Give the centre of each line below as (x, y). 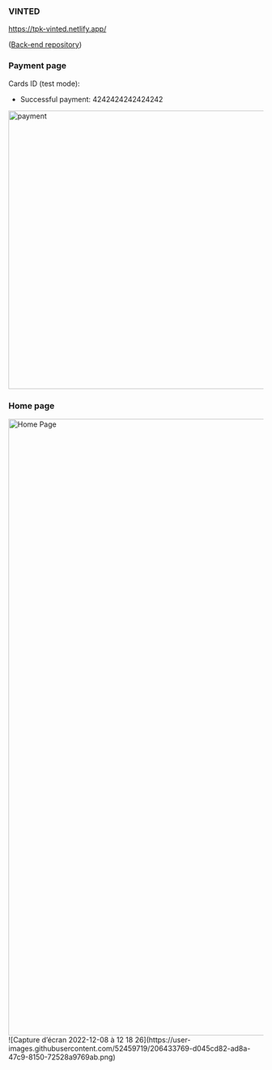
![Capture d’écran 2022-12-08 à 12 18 (71, 1039)
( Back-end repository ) (45, 45)
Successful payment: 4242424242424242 (91, 99)
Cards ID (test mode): (44, 84)
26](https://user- (163, 1039)
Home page (32, 406)
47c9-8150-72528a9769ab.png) (62, 1057)
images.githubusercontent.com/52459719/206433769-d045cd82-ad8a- (130, 1048)
